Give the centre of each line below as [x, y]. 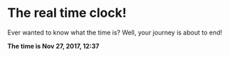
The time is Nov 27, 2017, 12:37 [53, 46]
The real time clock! [67, 13]
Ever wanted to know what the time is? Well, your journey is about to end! [115, 32]
